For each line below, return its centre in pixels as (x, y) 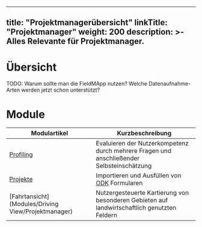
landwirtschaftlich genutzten (136, 208)
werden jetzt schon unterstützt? (60, 90)
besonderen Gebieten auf (132, 200)
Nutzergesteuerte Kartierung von (142, 193)
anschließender (118, 158)
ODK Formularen (119, 183)
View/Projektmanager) (41, 211)
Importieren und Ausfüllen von (139, 175)
